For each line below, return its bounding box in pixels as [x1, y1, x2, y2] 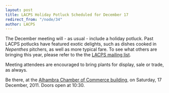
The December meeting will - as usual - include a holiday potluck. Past [5, 36, 154, 42]
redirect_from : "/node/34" [5, 17, 63, 22]
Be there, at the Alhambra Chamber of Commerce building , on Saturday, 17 [5, 77, 162, 83]
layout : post [5, 7, 33, 13]
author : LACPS [5, 21, 36, 27]
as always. [5, 67, 27, 73]
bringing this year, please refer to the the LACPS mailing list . [5, 52, 131, 58]
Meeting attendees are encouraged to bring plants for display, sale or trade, [5, 61, 164, 68]
